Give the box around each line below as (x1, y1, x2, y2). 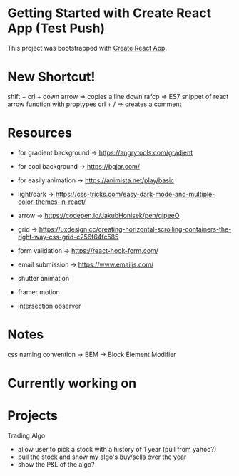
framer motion (17, 287, 61, 296)
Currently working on (7, 375, 137, 391)
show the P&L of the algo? (17, 460, 95, 468)
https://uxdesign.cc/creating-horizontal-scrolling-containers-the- (39, 224, 232, 233)
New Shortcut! (7, 69, 96, 85)
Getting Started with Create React (7, 5, 212, 21)
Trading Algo (7, 431, 46, 440)
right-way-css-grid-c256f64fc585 (17, 232, 119, 241)
